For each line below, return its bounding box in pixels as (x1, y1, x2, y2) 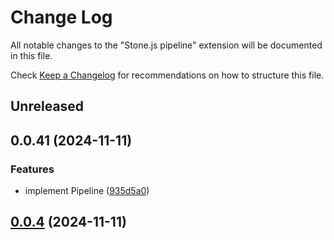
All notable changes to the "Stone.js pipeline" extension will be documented (10, 39, 323, 51)
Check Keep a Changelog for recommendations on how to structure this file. (10, 69, 325, 81)
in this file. (10, 49, 53, 61)
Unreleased (10, 98, 85, 115)
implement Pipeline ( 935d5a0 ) (24, 185, 150, 197)
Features (10, 162, 55, 176)
